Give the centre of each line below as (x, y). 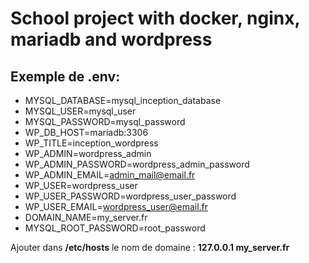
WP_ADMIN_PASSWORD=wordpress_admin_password (137, 164)
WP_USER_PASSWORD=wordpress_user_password (130, 196)
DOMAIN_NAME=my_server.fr (86, 217)
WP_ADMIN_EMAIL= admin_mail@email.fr (110, 175)
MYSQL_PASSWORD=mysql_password (105, 121)
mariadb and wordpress (111, 39)
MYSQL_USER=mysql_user (80, 111)
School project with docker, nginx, (155, 18)
